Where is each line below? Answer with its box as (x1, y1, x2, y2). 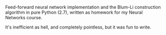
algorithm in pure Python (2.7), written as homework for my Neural (5, 9, 143, 15)
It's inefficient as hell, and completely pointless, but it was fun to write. (5, 24, 151, 30)
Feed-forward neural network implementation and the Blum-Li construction (5, 4, 161, 10)
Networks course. (5, 15, 43, 20)
